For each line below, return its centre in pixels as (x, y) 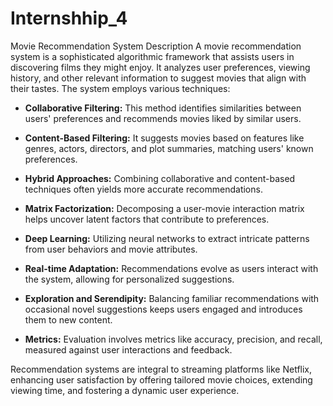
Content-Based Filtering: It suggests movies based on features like (164, 138)
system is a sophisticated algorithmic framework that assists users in (152, 56)
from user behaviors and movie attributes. (111, 249)
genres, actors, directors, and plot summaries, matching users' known (169, 148)
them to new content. (68, 319)
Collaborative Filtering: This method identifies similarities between (163, 108)
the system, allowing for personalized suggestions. (129, 279)
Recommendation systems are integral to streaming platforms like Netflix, (161, 369)
